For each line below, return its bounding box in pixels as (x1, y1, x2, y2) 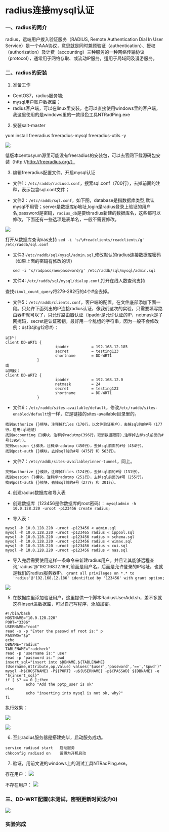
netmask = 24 (55, 382, 101, 387)
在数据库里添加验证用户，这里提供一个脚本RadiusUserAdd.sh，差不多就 (12, 594, 162, 600)
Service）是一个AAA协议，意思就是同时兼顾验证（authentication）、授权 (5, 43, 156, 49)
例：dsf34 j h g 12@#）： (12, 324, 59, 330)
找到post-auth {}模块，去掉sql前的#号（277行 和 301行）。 (5, 480, 118, 485)
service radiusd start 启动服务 (5, 745, 75, 751)
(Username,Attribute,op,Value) (5, 664, 71, 669)
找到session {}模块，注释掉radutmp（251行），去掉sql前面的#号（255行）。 (5, 474, 146, 480)
